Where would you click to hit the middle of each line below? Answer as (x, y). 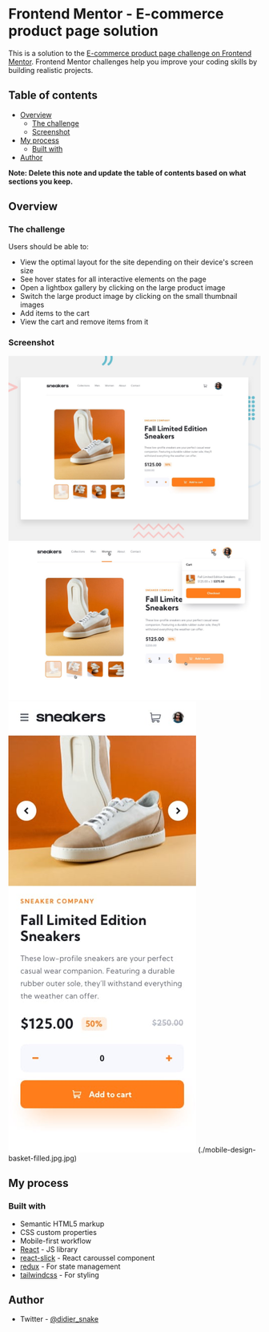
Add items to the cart (54, 313)
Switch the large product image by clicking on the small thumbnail (128, 297)
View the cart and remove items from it (84, 322)
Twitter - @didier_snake (59, 1319)
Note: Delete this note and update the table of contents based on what (127, 172)
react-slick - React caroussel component (87, 1257)
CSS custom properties (58, 1232)
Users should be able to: (49, 247)
